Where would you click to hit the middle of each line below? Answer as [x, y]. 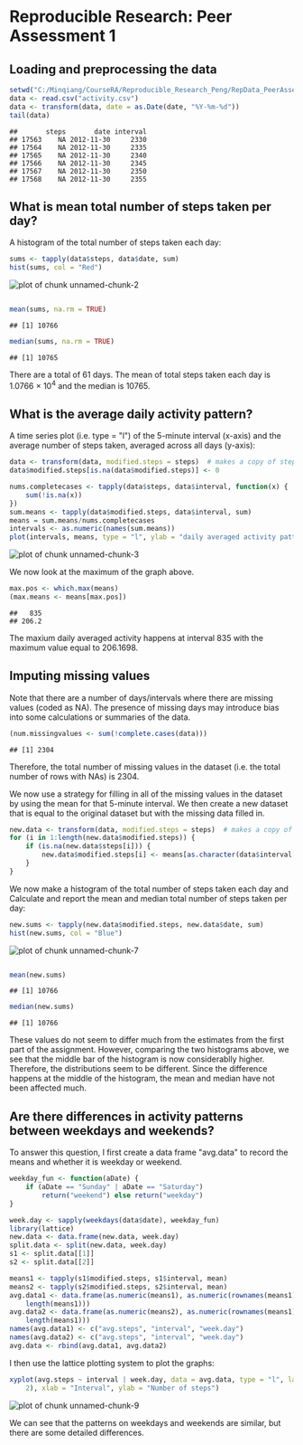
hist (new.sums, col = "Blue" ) [66, 933]
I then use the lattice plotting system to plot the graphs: [112, 1363]
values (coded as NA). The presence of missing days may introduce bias [144, 707]
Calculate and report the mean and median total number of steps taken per [148, 898]
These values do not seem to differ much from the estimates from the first [147, 1040]
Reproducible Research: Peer [121, 17]
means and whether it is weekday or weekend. [96, 1162]
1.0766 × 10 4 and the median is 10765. [80, 384]
